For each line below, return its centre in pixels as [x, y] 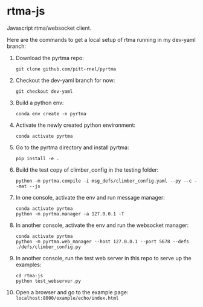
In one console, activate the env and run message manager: [90, 197]
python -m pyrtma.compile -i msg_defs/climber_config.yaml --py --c [104, 181]
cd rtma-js [29, 275]
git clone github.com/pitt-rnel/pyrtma [66, 69]
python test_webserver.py [48, 281]
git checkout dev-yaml [44, 91]
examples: [28, 265]
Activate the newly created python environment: [76, 125]
